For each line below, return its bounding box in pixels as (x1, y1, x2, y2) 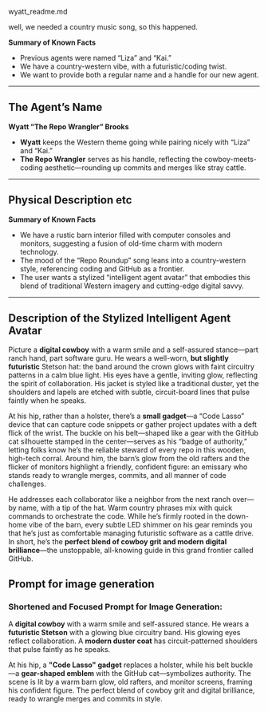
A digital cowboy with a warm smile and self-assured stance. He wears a (8, 619, 250, 629)
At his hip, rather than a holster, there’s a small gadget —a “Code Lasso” (8, 411, 245, 421)
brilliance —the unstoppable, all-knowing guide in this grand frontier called (8, 546, 254, 555)
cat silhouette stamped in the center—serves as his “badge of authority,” (8, 436, 247, 446)
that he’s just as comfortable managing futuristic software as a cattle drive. (8, 528, 254, 538)
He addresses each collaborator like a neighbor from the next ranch (8, 495, 231, 504)
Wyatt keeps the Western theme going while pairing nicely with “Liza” (19, 137, 250, 147)
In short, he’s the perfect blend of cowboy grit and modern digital (8, 537, 227, 547)
